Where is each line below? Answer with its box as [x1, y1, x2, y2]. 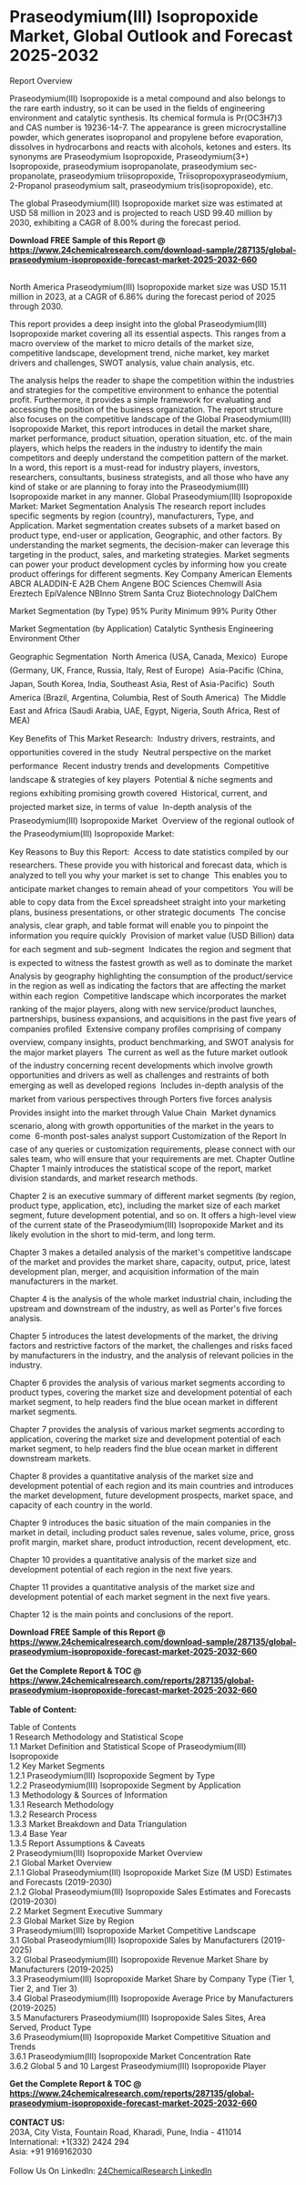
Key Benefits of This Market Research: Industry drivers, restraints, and [9, 733, 276, 744]
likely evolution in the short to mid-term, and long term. [9, 1228, 216, 1240]
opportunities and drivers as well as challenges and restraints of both [9, 1069, 270, 1081]
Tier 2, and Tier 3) [9, 1983, 77, 1994]
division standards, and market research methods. [9, 1173, 199, 1184]
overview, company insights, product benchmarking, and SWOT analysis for [9, 1036, 294, 1047]
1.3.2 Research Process [9, 1809, 97, 1820]
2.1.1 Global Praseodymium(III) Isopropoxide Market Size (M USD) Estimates [9, 1866, 292, 1878]
